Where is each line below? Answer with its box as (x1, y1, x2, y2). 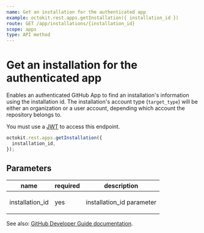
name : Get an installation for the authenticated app (6, 9, 147, 15)
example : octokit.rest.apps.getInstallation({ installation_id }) (6, 15, 179, 21)
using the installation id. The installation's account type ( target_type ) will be (6, 98, 199, 105)
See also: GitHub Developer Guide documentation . (6, 220, 133, 227)
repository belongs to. (6, 111, 62, 118)
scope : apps (6, 26, 37, 32)
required (54, 181, 81, 190)
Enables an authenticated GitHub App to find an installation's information (6, 91, 189, 99)
